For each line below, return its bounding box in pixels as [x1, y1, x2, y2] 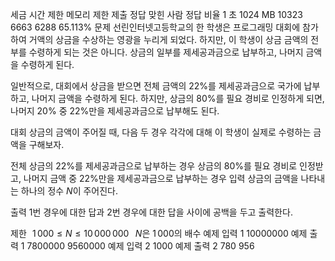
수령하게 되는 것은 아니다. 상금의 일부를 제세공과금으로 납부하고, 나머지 [28, 46, 304, 58]
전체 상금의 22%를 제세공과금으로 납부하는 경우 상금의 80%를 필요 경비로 [10, 160, 298, 172]
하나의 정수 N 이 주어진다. [20, 185, 119, 197]
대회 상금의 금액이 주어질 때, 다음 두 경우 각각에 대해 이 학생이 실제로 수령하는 [10, 126, 312, 138]
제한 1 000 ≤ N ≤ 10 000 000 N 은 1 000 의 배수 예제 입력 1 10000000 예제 [10, 228, 308, 239]
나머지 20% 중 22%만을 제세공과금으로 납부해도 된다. [10, 105, 220, 117]
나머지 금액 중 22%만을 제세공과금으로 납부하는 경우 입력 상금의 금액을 [23, 173, 299, 184]
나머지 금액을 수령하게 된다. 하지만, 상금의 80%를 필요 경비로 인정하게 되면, [31, 93, 325, 104]
